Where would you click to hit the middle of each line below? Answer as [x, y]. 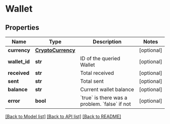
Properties [22, 28]
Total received [97, 73]
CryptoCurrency [55, 50]
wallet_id [19, 61]
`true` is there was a [104, 98]
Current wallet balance [107, 89]
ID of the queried [100, 58]
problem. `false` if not [106, 104]
